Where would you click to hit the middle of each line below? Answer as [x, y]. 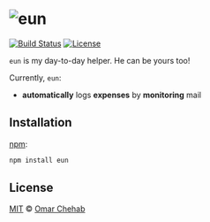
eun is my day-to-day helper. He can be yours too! [100, 60]
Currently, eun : [35, 77]
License [31, 188]
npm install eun [39, 160]
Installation [41, 122]
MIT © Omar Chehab [47, 209]
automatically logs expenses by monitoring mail [111, 95]
